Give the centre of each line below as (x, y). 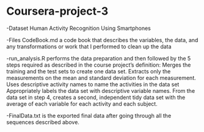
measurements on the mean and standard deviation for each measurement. (101, 78)
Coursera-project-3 (57, 11)
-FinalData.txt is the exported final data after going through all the (89, 116)
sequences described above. (43, 122)
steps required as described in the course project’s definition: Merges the (99, 65)
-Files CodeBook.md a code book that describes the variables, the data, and (102, 40)
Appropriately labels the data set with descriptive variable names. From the (101, 90)
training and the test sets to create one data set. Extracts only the (89, 71)
